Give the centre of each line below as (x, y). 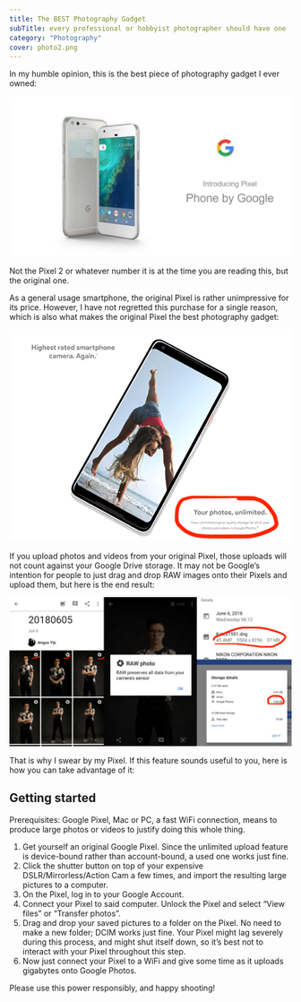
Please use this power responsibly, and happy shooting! (112, 988)
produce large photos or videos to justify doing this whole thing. (127, 829)
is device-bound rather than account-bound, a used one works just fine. (155, 856)
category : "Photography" (56, 38)
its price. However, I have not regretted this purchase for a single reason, (144, 307)
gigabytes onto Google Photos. (79, 970)
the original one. (39, 281)
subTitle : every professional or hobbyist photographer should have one (148, 28)
